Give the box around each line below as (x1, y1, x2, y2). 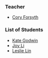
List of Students (5, 27, 44, 33)
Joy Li (12, 43, 25, 48)
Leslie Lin (12, 47, 32, 54)
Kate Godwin (12, 37, 38, 43)
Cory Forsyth (12, 14, 39, 20)
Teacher (5, 3, 25, 10)
